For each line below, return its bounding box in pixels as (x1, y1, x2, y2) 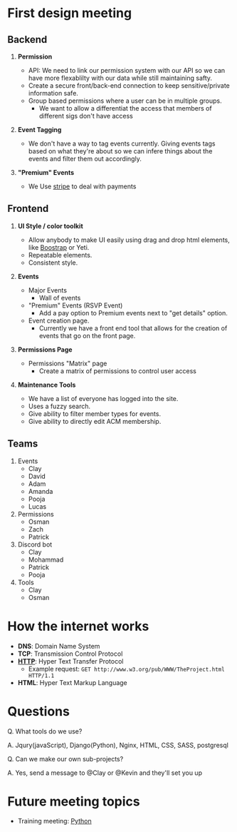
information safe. (28, 89, 78, 97)
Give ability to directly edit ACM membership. (28, 417, 162, 425)
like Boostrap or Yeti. (28, 243, 90, 251)
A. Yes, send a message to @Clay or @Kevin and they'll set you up (7, 768, 203, 777)
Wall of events (38, 293, 81, 302)
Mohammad (28, 555, 64, 564)
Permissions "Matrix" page (28, 359, 107, 367)
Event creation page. (28, 316, 90, 325)
